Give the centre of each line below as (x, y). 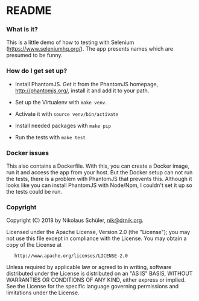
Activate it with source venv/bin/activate (67, 114)
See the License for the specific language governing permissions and (93, 287)
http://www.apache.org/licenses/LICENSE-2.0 (71, 256)
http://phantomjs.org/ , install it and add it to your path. (82, 90)
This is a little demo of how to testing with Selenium (70, 42)
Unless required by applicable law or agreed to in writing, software (89, 267)
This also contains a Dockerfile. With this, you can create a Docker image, (98, 166)
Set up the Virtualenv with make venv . (61, 102)
